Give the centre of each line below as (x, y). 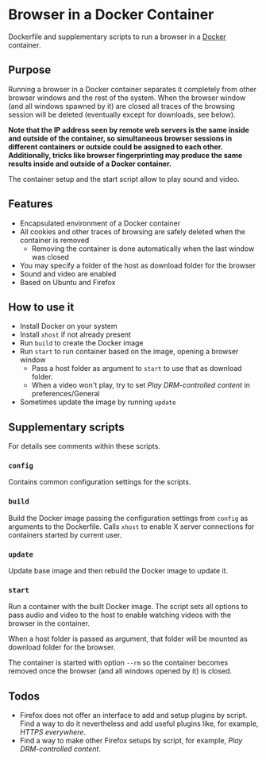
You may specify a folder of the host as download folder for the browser (138, 265)
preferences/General (66, 394)
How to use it (41, 307)
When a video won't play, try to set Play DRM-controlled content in (141, 385)
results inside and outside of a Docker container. (90, 164)
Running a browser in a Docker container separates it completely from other (132, 89)
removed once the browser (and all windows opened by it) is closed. (120, 671)
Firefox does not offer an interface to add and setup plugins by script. (133, 716)
